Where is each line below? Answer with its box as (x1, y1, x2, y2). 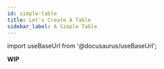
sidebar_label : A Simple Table (7, 23, 98, 30)
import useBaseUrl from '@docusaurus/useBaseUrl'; (7, 42, 157, 50)
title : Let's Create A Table (7, 17, 91, 23)
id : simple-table (7, 10, 57, 17)
